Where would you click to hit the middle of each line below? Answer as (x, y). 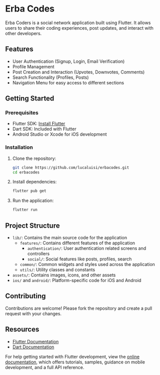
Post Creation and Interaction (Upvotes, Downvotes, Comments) (78, 72)
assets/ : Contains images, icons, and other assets (64, 275)
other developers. (23, 33)
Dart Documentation (33, 347)
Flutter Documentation (35, 341)
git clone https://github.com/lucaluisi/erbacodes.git (71, 167)
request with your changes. (33, 313)
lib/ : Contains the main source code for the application (70, 238)
